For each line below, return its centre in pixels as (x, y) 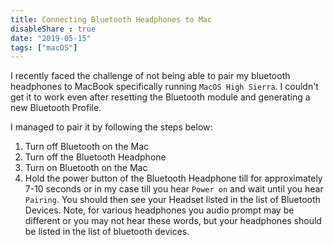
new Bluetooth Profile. (56, 108)
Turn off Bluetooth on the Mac (87, 147)
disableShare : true (53, 29)
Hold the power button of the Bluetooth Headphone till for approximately (173, 178)
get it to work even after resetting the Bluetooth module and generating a (160, 97)
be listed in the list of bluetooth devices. (107, 232)
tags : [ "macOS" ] (44, 47)
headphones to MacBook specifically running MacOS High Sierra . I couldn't (164, 87)
